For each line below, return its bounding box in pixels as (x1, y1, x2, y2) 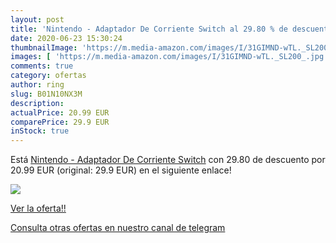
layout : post (10, 14, 65, 25)
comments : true (10, 61, 74, 71)
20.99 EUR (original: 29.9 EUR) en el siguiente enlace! (10, 164, 232, 176)
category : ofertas (10, 71, 87, 81)
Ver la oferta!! (10, 202, 67, 215)
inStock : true (10, 126, 70, 136)
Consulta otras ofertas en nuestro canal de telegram (10, 222, 226, 234)
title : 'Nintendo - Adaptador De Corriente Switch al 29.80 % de (10, 24, 288, 34)
